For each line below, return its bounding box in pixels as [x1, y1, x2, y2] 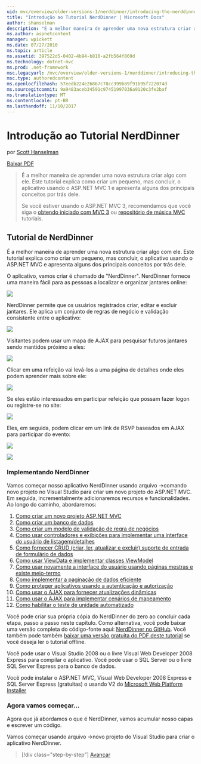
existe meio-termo [15, 569, 61, 576]
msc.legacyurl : [7, 70, 45, 76]
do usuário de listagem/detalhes [15, 538, 95, 545]
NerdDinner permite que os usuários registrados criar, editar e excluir [7, 302, 178, 309]
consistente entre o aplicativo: [7, 314, 81, 321]
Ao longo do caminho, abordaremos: [7, 501, 97, 508]
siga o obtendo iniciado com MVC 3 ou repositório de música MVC [21, 208, 185, 216]
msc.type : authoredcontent [7, 75, 74, 81]
